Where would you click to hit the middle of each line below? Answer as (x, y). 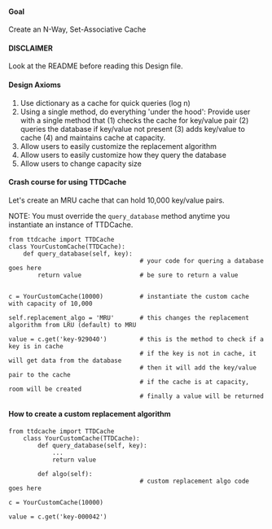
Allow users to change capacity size (81, 164)
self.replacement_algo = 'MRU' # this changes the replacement (129, 317)
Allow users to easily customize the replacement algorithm (118, 146)
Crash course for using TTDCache (68, 182)
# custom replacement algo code (195, 481)
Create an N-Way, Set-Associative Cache (77, 29)
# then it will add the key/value (198, 367)
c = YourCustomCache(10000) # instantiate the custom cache (129, 296)
